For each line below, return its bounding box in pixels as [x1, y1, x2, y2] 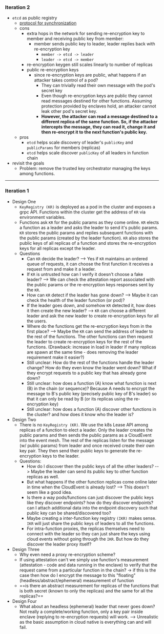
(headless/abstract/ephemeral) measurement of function [19, 577, 134, 583]
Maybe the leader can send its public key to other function [31, 468, 148, 474]
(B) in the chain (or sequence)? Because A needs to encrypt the [26, 385, 155, 391]
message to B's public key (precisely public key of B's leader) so [26, 390, 157, 397]
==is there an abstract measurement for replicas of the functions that [19, 583, 159, 589]
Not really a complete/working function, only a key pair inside [19, 609, 143, 614]
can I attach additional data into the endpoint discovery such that [26, 505, 158, 510]
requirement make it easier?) [26, 354, 84, 360]
